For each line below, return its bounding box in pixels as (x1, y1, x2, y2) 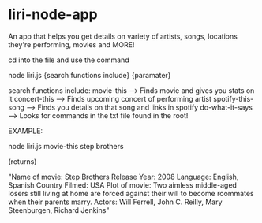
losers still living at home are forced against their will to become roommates (8, 188, 254, 198)
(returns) (8, 156, 37, 166)
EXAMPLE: (8, 126, 43, 136)
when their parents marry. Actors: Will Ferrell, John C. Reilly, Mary (8, 197, 223, 206)
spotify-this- (212, 94, 254, 103)
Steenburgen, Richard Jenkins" (8, 205, 110, 214)
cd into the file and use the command (8, 55, 129, 65)
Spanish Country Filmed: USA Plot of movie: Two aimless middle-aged (8, 180, 237, 190)
